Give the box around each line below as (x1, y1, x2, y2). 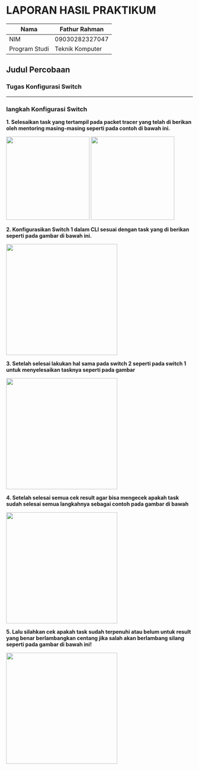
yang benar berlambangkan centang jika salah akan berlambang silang (6, 634, 185, 641)
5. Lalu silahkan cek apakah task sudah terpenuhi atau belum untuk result (6, 628, 191, 635)
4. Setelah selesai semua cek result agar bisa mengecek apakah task (6, 494, 179, 501)
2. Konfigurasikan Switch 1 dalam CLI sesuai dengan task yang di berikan (6, 226, 190, 233)
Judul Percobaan (6, 65, 70, 75)
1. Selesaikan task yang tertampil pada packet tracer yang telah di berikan (6, 118, 192, 125)
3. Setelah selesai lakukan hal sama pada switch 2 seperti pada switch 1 (6, 360, 187, 367)
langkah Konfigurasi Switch (6, 105, 88, 113)
